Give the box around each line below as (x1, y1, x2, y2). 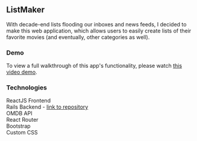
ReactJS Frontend (6, 97, 51, 104)
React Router (6, 116, 39, 124)
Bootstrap (6, 122, 31, 130)
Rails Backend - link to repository (6, 103, 89, 110)
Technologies (6, 83, 47, 92)
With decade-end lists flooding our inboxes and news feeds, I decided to (6, 20, 187, 28)
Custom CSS (6, 129, 38, 136)
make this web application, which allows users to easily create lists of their (6, 27, 192, 34)
